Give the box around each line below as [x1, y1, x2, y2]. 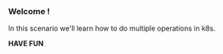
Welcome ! [8, 5, 51, 16]
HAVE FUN [8, 39, 44, 49]
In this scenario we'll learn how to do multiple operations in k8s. [8, 23, 216, 33]
